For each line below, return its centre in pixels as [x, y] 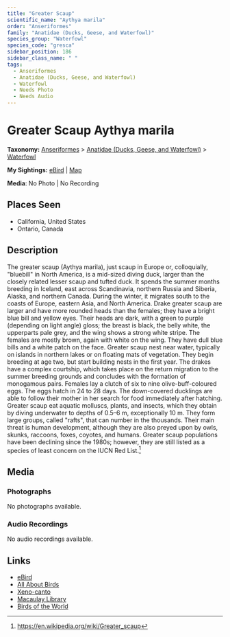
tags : [15, 65]
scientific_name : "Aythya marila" [56, 20]
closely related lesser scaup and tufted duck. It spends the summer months [114, 281]
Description [33, 250]
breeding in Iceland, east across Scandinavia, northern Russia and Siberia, [112, 288]
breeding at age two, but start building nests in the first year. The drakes [109, 362]
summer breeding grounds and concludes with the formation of [97, 376]
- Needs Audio [33, 97]
